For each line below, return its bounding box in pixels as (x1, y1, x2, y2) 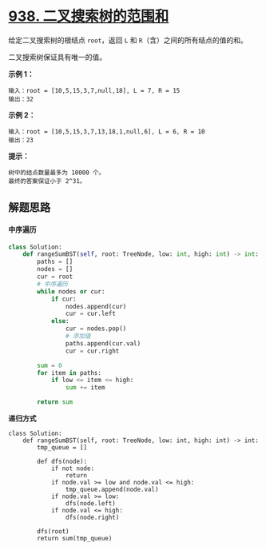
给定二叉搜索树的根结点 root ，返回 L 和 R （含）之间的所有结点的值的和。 (8, 35, 248, 45)
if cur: (50, 295, 77, 303)
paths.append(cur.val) (65, 339, 141, 348)
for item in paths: (37, 369, 102, 377)
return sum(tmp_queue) (37, 535, 113, 543)
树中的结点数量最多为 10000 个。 (8, 169, 105, 177)
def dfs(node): (37, 457, 88, 466)
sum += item (65, 384, 105, 392)
